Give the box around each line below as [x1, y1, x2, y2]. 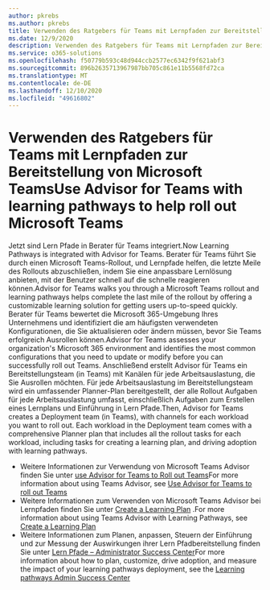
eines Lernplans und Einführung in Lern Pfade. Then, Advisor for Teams [8, 403, 243, 413]
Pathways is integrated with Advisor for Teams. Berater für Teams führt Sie [8, 250, 257, 259]
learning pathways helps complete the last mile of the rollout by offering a [8, 292, 252, 302]
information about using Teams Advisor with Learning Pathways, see [19, 513, 247, 523]
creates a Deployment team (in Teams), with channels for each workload [8, 412, 249, 422]
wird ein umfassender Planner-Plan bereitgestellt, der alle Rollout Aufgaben [8, 386, 258, 396]
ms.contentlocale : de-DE [8, 79, 92, 87]
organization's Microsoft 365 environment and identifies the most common [8, 344, 256, 353]
